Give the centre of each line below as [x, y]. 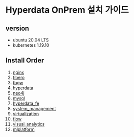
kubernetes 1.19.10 [31, 45]
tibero [19, 77]
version [17, 28]
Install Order [25, 61]
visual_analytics [29, 124]
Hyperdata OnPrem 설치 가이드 [67, 10]
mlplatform [23, 129]
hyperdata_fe [26, 103]
